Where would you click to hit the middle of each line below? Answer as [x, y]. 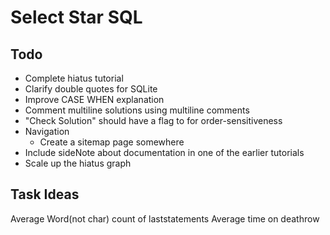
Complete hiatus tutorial [74, 78]
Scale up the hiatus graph [78, 163]
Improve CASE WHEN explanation [94, 99]
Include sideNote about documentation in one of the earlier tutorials [164, 152]
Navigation [47, 131]
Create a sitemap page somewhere [112, 142]
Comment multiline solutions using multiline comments [137, 110]
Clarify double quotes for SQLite [91, 89]
